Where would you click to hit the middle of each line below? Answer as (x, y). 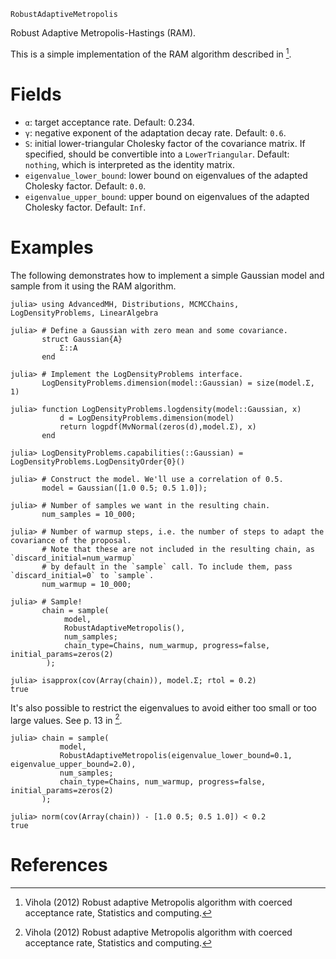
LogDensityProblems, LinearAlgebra (84, 313)
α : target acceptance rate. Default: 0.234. (109, 122)
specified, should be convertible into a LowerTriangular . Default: (157, 154)
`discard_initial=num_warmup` (73, 558)
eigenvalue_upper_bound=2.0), (73, 765)
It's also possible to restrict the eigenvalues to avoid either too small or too (163, 707)
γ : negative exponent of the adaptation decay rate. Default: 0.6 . (155, 132)
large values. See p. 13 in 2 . (66, 719)
